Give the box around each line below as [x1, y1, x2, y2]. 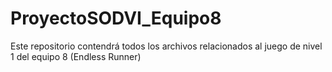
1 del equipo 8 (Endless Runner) [10, 50, 142, 62]
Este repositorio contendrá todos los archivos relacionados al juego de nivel [10, 40, 323, 52]
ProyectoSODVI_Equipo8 [10, 7, 222, 30]
